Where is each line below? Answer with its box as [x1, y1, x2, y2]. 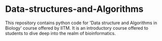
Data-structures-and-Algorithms [5, 3, 144, 15]
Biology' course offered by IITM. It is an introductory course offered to [5, 25, 149, 31]
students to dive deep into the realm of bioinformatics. [5, 30, 116, 36]
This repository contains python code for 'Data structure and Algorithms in [5, 20, 158, 26]
